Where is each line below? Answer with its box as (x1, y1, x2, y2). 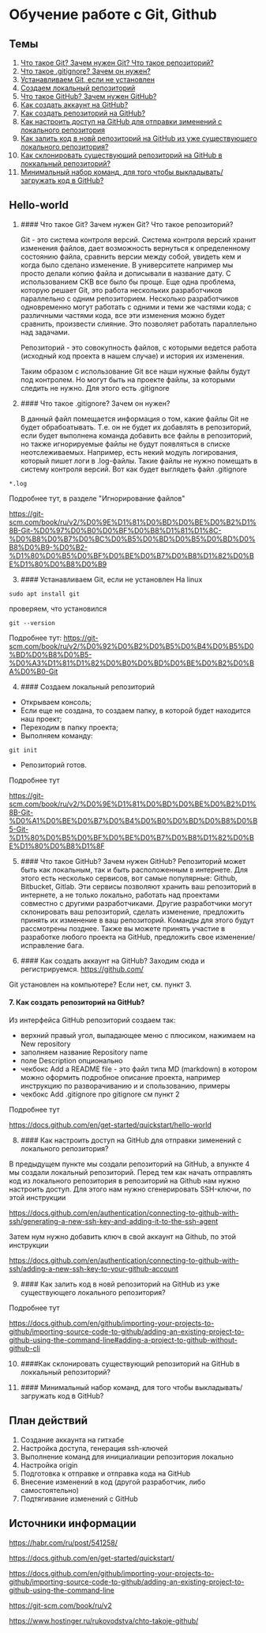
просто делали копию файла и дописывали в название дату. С (20, 268, 231, 278)
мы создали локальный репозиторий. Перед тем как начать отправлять (9, 1168, 253, 1177)
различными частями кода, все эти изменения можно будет (20, 310, 226, 320)
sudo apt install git (9, 589, 81, 598)
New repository (20, 1039, 71, 1049)
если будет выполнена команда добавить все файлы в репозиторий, (20, 430, 253, 440)
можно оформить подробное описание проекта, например (20, 1073, 220, 1082)
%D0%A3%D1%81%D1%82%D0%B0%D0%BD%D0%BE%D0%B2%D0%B (9, 658, 255, 668)
